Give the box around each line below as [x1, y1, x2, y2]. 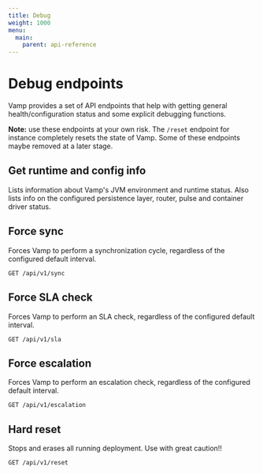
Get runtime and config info [8, 164, 146, 177]
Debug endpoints [8, 75, 124, 93]
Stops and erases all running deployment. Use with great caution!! [8, 443, 223, 453]
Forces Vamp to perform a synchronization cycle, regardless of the [8, 245, 225, 255]
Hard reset [8, 423, 61, 436]
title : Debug [8, 11, 51, 20]
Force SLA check [8, 291, 93, 304]
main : [15, 33, 34, 42]
